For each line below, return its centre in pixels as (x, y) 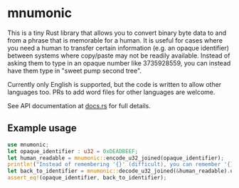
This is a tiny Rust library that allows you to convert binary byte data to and (117, 33)
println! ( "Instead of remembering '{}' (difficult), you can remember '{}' (122, 164)
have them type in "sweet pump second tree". (75, 70)
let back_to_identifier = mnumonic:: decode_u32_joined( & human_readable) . (119, 171)
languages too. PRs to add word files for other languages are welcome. (111, 92)
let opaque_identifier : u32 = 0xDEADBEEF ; (73, 151)
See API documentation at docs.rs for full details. (79, 105)
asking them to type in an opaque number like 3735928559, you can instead (119, 63)
